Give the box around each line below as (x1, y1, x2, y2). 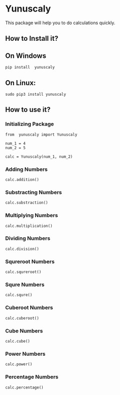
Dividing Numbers (5, 235, 51, 242)
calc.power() (5, 362, 33, 367)
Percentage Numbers (5, 373, 59, 380)
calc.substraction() (5, 200, 49, 206)
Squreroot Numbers (5, 258, 55, 265)
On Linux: (5, 79, 36, 87)
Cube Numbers (5, 327, 43, 334)
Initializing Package (5, 120, 54, 127)
